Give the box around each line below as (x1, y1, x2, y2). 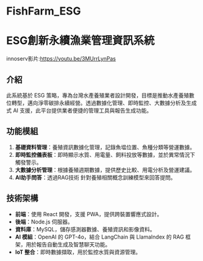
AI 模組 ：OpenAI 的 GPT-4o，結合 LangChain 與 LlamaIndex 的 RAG (14, 233, 184, 240)
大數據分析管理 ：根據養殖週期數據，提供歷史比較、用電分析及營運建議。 (14, 166, 195, 173)
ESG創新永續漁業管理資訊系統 (6, 34, 155, 48)
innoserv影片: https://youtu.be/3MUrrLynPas (6, 55, 116, 62)
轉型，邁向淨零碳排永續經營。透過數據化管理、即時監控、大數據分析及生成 (11, 99, 197, 107)
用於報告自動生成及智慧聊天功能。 (25, 240, 111, 248)
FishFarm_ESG (6, 4, 82, 18)
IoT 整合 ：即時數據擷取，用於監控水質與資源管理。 (14, 248, 141, 256)
